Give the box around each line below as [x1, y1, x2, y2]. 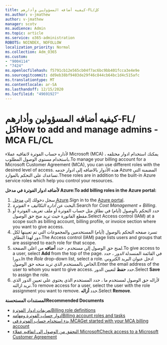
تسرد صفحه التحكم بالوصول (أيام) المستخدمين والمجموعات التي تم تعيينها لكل [12, 229, 157, 235]
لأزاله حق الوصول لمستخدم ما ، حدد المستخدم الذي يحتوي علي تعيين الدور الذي [12, 277, 159, 283]
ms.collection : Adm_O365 [5, 49, 57, 54]
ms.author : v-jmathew [5, 12, 50, 17]
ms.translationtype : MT [5, 77, 55, 82]
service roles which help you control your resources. [5, 178, 113, 184]
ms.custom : [5, 54, 28, 59]
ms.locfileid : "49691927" [5, 91, 59, 96]
